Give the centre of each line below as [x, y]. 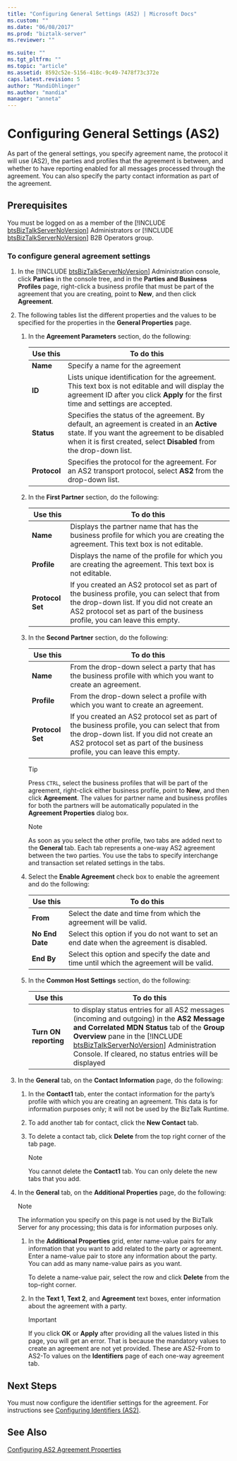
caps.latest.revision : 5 [44, 79]
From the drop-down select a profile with [138, 696]
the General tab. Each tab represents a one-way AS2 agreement [122, 848]
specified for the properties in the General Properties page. [104, 323]
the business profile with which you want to [142, 676]
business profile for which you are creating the [147, 536]
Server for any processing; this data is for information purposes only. [118, 1228]
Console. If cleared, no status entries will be [146, 1054]
